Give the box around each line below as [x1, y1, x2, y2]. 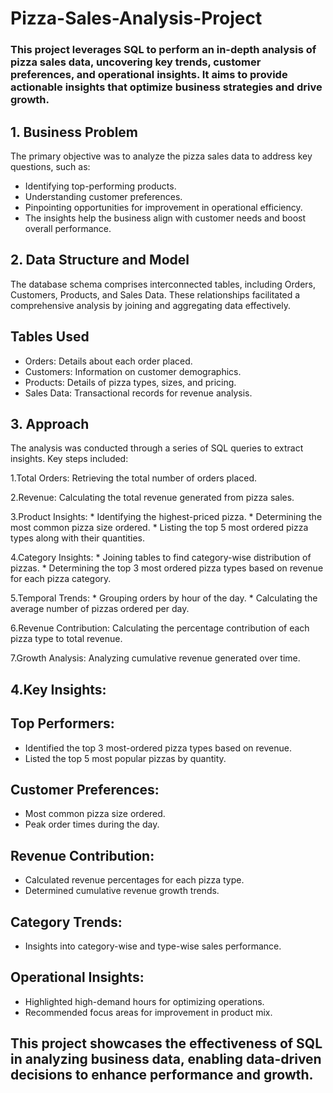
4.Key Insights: [10, 681, 107, 698]
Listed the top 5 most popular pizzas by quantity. [24, 752, 227, 764]
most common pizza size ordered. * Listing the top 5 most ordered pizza [10, 522, 309, 534]
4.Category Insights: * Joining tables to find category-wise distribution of [10, 552, 312, 564]
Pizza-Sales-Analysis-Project [10, 7, 263, 30]
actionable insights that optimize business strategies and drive [10, 80, 323, 94]
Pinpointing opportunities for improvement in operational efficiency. [24, 201, 303, 213]
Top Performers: [10, 715, 115, 732]
